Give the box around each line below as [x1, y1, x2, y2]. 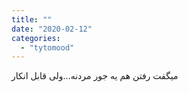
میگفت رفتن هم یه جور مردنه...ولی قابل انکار [11, 70, 179, 82]
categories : [11, 33, 61, 43]
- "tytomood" [20, 42, 75, 53]
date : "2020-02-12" [11, 24, 93, 34]
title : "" [11, 14, 53, 25]
